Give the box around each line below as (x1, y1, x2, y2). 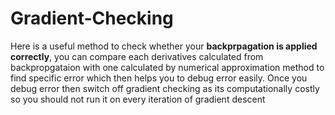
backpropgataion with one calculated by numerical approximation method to (10, 61, 325, 73)
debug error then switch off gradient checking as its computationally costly (10, 82, 320, 94)
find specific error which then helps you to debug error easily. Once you (10, 72, 308, 84)
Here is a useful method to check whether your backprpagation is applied (10, 40, 318, 52)
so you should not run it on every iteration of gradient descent (10, 93, 266, 105)
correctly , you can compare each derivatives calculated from (10, 50, 264, 62)
